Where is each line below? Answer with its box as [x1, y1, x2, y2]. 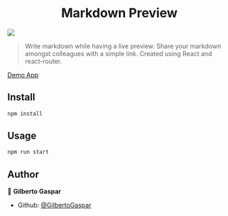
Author [7, 168, 39, 180]
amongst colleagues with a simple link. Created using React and [24, 49, 212, 58]
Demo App [7, 70, 39, 79]
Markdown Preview [61, 5, 178, 21]
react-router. [24, 57, 63, 65]
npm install [7, 110, 43, 117]
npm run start [7, 148, 50, 156]
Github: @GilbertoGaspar [17, 201, 92, 210]
